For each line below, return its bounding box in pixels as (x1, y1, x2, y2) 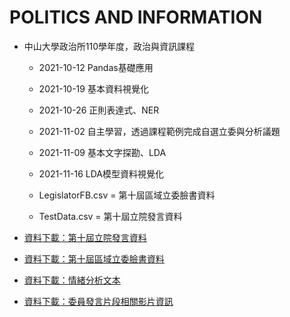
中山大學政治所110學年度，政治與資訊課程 (23, 40, 196, 52)
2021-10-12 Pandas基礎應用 (38, 61, 154, 73)
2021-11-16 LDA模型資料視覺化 (38, 167, 164, 180)
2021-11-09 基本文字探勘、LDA (38, 146, 167, 158)
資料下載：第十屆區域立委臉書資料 (23, 252, 165, 265)
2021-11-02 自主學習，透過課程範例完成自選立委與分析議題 (38, 125, 281, 137)
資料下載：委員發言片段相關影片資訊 (23, 295, 174, 307)
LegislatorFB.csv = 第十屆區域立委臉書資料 (38, 189, 216, 201)
